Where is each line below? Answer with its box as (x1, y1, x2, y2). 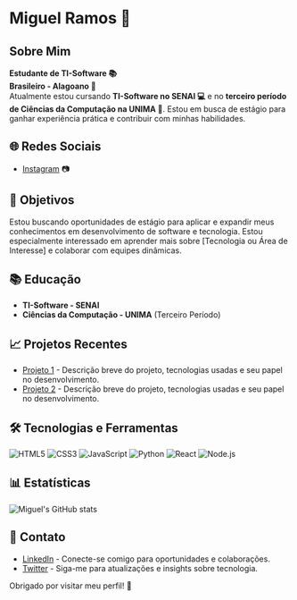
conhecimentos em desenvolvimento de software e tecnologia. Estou (9, 225, 263, 236)
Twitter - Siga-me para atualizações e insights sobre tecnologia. (21, 562, 259, 573)
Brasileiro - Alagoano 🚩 (9, 80, 96, 91)
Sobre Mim (9, 44, 71, 59)
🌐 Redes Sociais (9, 139, 102, 155)
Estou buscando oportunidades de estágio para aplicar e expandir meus (9, 216, 275, 227)
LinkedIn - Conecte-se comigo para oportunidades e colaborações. (21, 554, 270, 564)
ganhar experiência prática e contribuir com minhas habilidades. (9, 114, 246, 123)
